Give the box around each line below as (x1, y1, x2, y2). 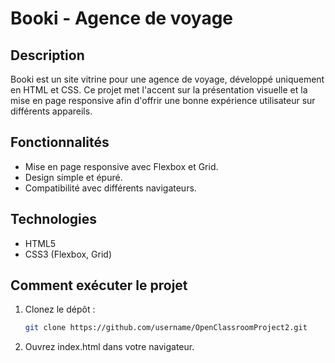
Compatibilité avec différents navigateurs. (24, 182, 197, 194)
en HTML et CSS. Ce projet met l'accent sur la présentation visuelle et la (10, 84, 308, 96)
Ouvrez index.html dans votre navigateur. (24, 341, 195, 353)
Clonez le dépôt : (24, 303, 96, 316)
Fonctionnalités (10, 134, 110, 151)
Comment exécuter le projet (10, 277, 188, 294)
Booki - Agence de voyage (10, 7, 234, 30)
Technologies (10, 211, 98, 228)
